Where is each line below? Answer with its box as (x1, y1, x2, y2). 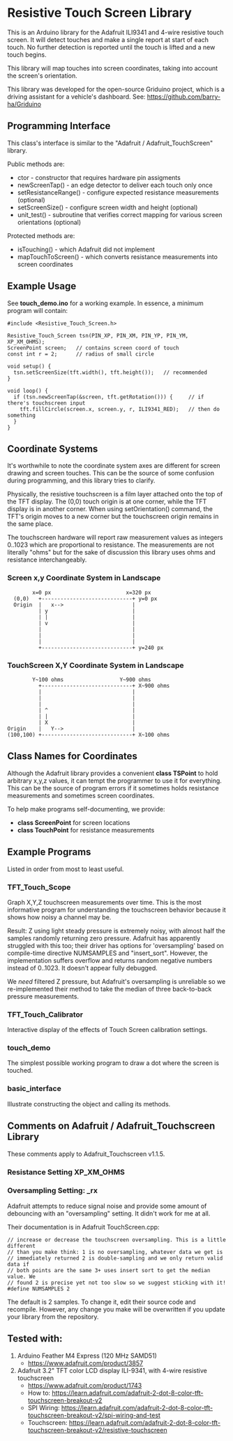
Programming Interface (7, 120, 111, 132)
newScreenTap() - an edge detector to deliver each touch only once (17, 181, 213, 189)
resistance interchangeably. (7, 555, 87, 564)
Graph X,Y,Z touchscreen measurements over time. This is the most (7, 898, 202, 906)
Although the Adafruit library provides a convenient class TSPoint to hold (7, 769, 218, 777)
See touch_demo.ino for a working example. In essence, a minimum (7, 299, 204, 307)
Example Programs (7, 846, 91, 858)
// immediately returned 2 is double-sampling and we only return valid (7, 1255, 223, 1262)
